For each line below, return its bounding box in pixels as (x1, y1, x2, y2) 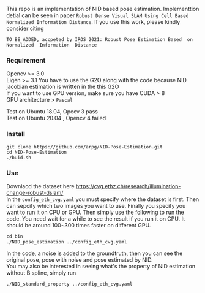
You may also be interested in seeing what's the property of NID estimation (6, 262, 196, 270)
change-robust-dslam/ (6, 189, 64, 196)
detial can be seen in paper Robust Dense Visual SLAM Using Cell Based (6, 12, 189, 19)
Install (6, 130, 26, 139)
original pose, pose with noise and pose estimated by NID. (6, 256, 153, 263)
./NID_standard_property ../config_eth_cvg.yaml (6, 281, 133, 287)
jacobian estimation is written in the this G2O (6, 83, 119, 91)
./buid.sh (6, 154, 32, 161)
